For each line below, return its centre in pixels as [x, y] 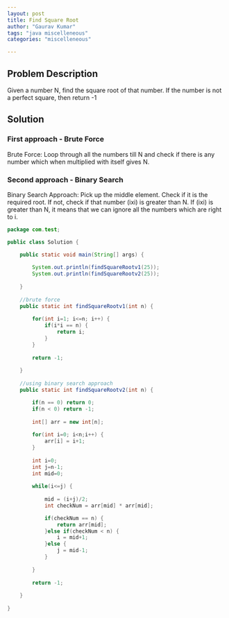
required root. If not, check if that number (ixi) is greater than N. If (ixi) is [110, 202]
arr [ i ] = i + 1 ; [65, 441]
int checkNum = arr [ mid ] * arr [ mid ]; [99, 506]
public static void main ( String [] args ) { [82, 255]
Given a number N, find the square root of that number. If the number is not [114, 90]
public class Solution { [43, 242]
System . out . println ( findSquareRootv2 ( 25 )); [96, 274]
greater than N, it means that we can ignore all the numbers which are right [114, 209]
